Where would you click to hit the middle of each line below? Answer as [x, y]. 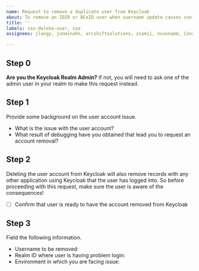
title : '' [18, 23]
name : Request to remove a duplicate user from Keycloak [78, 12]
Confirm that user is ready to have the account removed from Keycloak [101, 204]
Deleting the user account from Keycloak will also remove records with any [97, 174]
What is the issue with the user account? [64, 128]
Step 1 [18, 103]
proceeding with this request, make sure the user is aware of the [85, 186]
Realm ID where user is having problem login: [70, 256]
